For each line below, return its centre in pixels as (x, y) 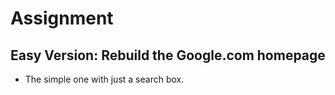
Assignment (62, 18)
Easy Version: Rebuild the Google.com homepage (168, 55)
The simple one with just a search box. (104, 79)
